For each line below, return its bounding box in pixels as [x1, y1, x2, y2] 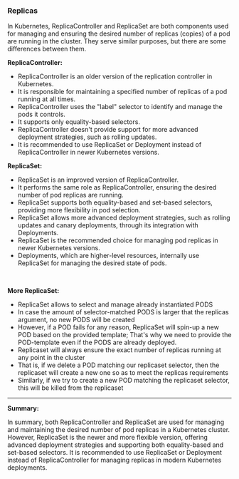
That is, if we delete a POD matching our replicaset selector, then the [17, 361, 220, 369]
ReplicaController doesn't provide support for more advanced [17, 125, 198, 134]
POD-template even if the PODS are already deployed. [17, 338, 177, 347]
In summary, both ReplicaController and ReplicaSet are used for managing [7, 418, 225, 426]
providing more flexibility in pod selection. [17, 206, 141, 215]
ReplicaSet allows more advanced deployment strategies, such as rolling [17, 213, 230, 222]
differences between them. [7, 45, 87, 53]
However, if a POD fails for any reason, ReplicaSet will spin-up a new [17, 323, 219, 331]
